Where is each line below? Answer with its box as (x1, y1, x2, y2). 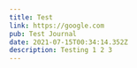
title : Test (9, 12, 53, 22)
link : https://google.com (9, 21, 104, 30)
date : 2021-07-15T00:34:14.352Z (9, 37, 128, 47)
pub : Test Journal (9, 29, 77, 38)
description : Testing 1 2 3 (9, 46, 113, 55)
